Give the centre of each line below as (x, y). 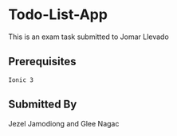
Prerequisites (42, 62)
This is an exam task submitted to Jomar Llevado (88, 37)
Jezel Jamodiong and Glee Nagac (64, 123)
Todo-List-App (58, 15)
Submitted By (43, 105)
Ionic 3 (21, 80)
